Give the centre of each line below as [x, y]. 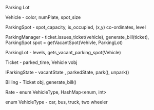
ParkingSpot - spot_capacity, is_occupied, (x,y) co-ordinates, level [76, 27]
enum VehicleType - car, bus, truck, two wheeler [56, 102]
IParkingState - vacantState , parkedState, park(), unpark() [67, 72]
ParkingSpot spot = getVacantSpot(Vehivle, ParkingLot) [64, 42]
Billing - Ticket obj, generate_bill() [41, 82]
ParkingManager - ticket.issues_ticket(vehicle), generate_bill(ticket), [77, 37]
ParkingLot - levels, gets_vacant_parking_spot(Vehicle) [63, 52]
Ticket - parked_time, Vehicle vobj [41, 62]
